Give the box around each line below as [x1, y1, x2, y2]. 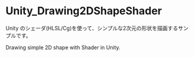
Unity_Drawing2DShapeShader [5, 4, 163, 18]
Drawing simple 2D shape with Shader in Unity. [5, 43, 121, 51]
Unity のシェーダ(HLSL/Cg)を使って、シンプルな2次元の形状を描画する [5, 24, 179, 31]
